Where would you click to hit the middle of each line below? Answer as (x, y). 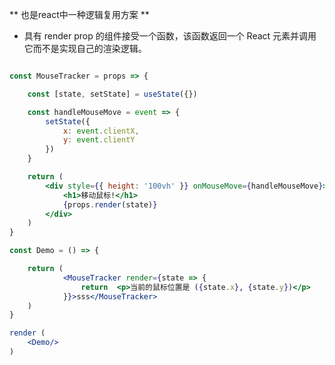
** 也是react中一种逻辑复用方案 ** (79, 14)
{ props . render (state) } (110, 204)
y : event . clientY (99, 140)
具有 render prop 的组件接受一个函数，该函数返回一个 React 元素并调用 (170, 36)
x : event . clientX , (101, 131)
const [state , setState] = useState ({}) (112, 94)
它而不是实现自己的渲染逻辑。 (85, 48)
